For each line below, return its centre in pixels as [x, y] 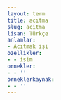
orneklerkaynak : [31, 79]
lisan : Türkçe [28, 33]
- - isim [20, 60]
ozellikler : [25, 54]
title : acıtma [28, 20]
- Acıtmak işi [28, 46]
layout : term [26, 14]
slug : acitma [26, 27]
